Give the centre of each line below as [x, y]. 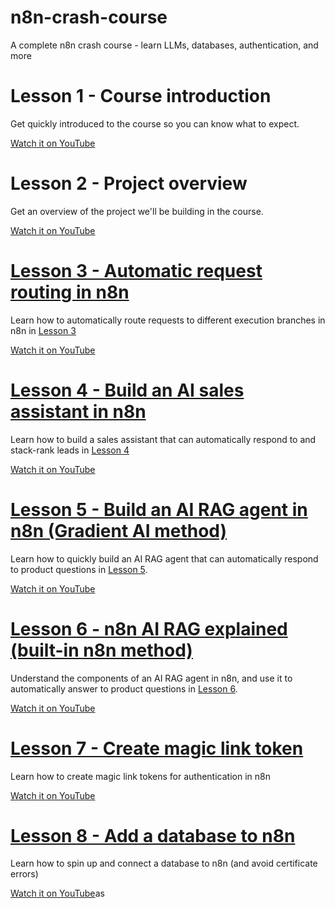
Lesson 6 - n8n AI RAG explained [149, 628]
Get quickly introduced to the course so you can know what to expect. [155, 123]
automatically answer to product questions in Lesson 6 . [124, 688]
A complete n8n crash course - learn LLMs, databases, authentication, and [164, 45]
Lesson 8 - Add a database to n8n [153, 835]
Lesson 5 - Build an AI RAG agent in [159, 509]
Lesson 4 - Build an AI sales [127, 390]
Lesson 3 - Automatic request [136, 271]
